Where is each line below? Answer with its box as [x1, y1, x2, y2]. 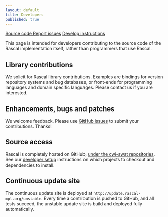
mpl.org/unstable [5, 196, 42, 201]
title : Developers [5, 12, 44, 17]
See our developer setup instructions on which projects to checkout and [5, 156, 155, 162]
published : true [5, 17, 39, 22]
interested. [5, 90, 28, 96]
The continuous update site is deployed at [5, 190, 92, 196]
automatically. [5, 206, 34, 212]
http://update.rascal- [93, 191, 141, 196]
